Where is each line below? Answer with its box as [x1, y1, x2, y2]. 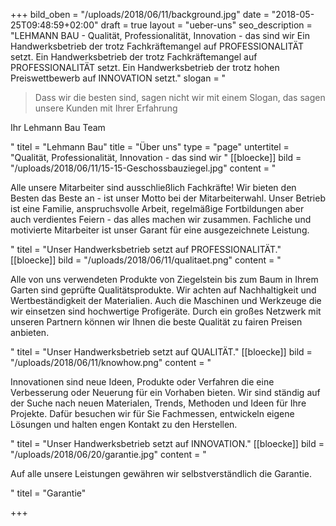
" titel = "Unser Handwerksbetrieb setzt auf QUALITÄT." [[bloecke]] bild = [10, 346, 313, 358]
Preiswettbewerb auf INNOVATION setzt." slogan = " [10, 72, 227, 84]
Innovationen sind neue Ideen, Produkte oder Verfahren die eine [10, 376, 275, 388]
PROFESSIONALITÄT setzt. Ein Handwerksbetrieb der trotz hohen [10, 62, 280, 73]
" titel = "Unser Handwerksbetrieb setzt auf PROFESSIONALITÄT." [10, 244, 282, 255]
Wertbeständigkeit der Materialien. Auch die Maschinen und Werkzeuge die [10, 295, 322, 306]
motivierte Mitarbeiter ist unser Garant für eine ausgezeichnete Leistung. [10, 224, 310, 236]
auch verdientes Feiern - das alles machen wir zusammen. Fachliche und [10, 214, 312, 225]
